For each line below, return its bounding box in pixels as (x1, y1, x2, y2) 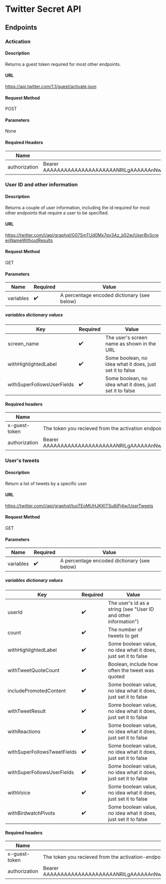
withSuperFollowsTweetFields (7, 749, 77, 755)
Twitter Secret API (5, 3, 82, 15)
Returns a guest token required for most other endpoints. (5, 61, 121, 67)
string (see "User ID (108, 606, 154, 613)
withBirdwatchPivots (7, 810, 55, 817)
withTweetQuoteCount (7, 667, 60, 674)
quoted (108, 673, 125, 680)
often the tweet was (108, 667, 154, 674)
